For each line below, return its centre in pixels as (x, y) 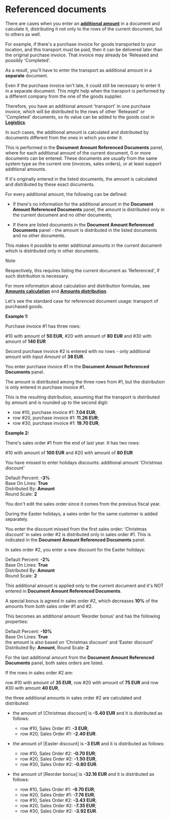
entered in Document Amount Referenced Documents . (63, 591)
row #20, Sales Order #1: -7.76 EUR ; (58, 795)
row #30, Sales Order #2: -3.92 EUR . (59, 811)
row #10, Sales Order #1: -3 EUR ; (54, 728)
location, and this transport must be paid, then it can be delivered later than (84, 49)
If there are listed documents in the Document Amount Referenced (83, 224)
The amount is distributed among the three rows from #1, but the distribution (85, 382)
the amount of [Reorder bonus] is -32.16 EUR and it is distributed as (83, 774)
